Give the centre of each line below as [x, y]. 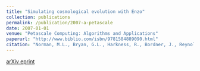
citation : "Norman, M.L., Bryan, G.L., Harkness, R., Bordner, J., [92, 45]
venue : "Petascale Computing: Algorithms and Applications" [82, 34]
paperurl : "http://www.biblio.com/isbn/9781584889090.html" [82, 39]
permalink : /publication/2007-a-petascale [60, 22]
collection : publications [38, 17]
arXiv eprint [21, 61]
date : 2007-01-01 [28, 28]
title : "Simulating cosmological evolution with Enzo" [76, 12]
